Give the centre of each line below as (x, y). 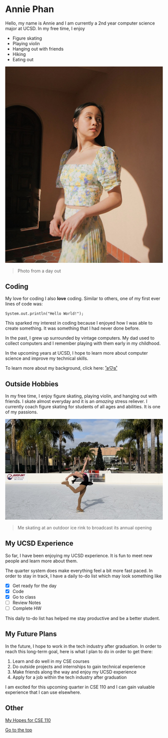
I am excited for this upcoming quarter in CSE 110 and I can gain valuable (80, 687)
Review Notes (26, 603)
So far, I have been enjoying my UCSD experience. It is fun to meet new (79, 555)
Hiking (19, 54)
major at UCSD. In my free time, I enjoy (45, 28)
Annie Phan (29, 9)
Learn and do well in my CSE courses (51, 661)
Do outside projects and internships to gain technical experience (79, 666)
